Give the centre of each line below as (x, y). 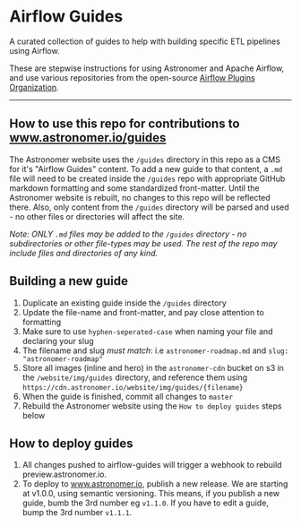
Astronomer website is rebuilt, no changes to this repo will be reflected (140, 197)
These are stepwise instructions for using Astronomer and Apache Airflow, (147, 68)
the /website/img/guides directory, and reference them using (135, 377)
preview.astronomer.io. (64, 474)
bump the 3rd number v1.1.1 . (77, 513)
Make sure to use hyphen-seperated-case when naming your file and (147, 331)
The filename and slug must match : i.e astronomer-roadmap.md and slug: (155, 350)
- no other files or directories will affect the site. (97, 216)
